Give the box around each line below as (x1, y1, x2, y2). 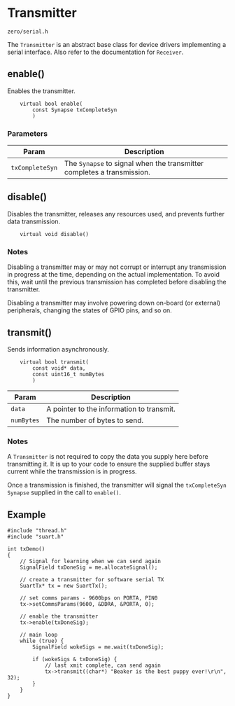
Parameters (7, 128, 48, 138)
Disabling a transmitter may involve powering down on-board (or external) (7, 299, 221, 307)
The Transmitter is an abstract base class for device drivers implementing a (7, 40, 226, 48)
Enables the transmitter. (7, 86, 76, 95)
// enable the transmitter (20, 613, 99, 621)
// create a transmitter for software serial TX (20, 576, 164, 583)
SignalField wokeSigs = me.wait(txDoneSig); (32, 644, 164, 651)
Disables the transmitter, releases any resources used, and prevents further (7, 209, 225, 218)
